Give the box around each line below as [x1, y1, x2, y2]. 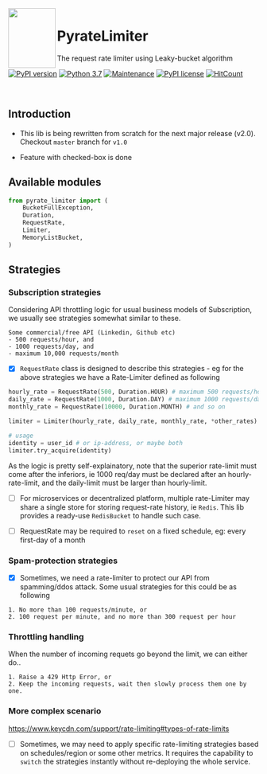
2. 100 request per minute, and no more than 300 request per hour [8, 613, 237, 621]
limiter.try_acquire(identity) [8, 446, 112, 455]
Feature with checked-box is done [19, 152, 133, 162]
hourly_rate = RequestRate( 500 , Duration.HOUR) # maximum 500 [8, 388, 219, 397]
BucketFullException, [22, 204, 94, 212]
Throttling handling [8, 631, 85, 642]
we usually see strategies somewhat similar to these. [8, 314, 181, 323]
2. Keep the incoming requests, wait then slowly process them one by [8, 680, 247, 688]
